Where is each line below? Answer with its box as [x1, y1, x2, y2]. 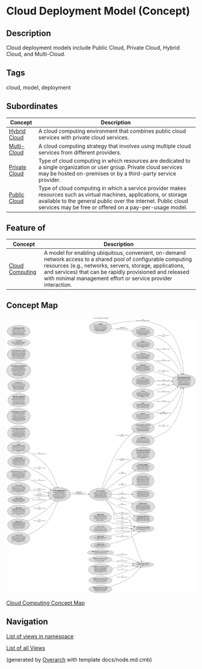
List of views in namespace [6, 632, 74, 640]
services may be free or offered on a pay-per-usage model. [38, 204, 188, 211]
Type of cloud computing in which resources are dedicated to [38, 157, 191, 164]
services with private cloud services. [38, 134, 129, 141]
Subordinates [6, 101, 58, 112]
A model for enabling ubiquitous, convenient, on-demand [44, 249, 186, 257]
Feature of [6, 223, 46, 233]
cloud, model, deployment [6, 84, 71, 91]
